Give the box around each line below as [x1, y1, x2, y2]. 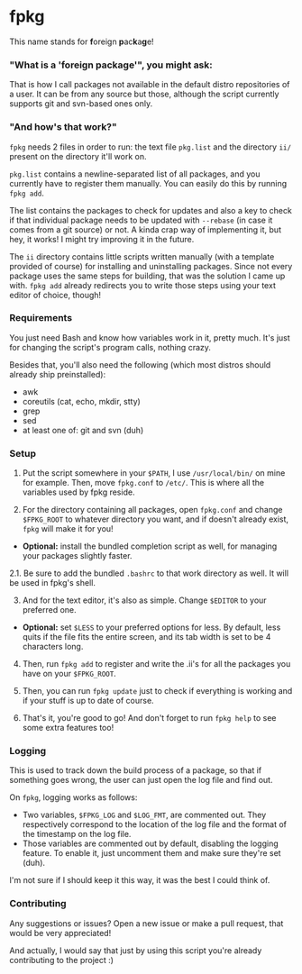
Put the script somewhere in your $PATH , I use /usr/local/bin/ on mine [22, 468, 286, 478]
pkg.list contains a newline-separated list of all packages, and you [9, 168, 261, 179]
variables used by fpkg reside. [22, 487, 135, 497]
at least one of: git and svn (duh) [22, 424, 144, 435]
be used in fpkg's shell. [9, 578, 96, 588]
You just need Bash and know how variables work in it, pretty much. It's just [9, 332, 290, 343]
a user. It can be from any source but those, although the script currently [9, 88, 279, 100]
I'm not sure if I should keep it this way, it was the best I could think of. [9, 875, 270, 886]
